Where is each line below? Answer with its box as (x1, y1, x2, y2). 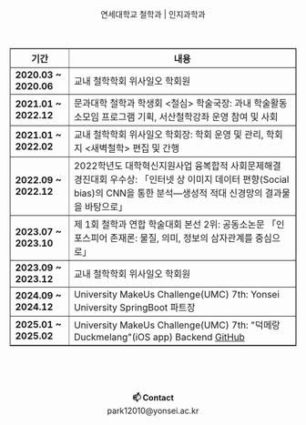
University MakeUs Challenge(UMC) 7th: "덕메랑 (74, 319, 280, 331)
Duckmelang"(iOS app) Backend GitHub (74, 331, 246, 343)
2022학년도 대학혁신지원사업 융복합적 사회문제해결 (74, 159, 281, 172)
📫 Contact (131, 392, 175, 403)
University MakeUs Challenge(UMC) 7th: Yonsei (74, 288, 280, 300)
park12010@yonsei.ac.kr (107, 405, 199, 416)
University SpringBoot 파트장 (74, 301, 196, 313)
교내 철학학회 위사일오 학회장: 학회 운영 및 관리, (74, 128, 264, 140)
